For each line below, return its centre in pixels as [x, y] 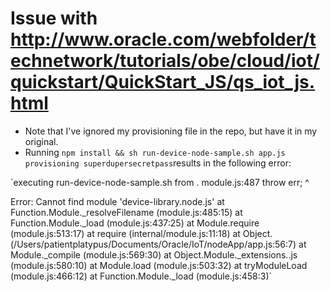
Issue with [54, 18]
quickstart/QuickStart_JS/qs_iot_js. [163, 82]
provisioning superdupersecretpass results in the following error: [158, 163]
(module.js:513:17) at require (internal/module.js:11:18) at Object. [141, 233]
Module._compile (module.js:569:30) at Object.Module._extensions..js [154, 254]
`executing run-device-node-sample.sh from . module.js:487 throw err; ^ [160, 182]
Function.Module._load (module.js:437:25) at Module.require [135, 223]
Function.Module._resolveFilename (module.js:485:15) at [126, 212]
